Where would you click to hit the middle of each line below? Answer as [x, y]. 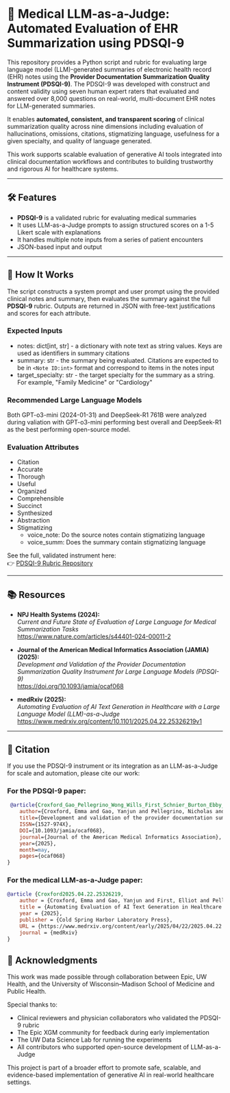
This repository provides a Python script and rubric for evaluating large [107, 62]
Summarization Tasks [48, 629]
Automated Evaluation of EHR [93, 28]
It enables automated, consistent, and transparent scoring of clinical [106, 119]
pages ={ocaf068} [43, 856]
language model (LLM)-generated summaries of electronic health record [110, 69]
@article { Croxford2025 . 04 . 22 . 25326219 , [66, 894]
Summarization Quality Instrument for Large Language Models [106, 672]
